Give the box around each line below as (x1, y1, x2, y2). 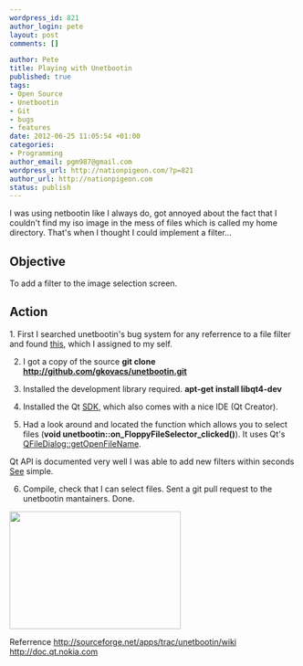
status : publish (9, 183, 71, 192)
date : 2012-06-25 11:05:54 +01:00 (9, 132, 141, 142)
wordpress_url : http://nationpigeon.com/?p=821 (9, 165, 194, 174)
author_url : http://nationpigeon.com (9, 174, 153, 184)
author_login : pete (9, 22, 84, 31)
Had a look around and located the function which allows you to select (22, 418, 287, 429)
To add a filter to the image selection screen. (9, 278, 178, 289)
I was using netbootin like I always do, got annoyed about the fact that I (9, 207, 277, 219)
